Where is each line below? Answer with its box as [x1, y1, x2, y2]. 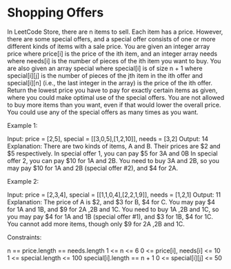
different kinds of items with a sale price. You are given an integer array [7, 42, 210, 50]
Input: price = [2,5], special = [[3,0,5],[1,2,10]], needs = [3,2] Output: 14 [7, 134, 209, 142]
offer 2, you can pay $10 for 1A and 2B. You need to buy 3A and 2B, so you [7, 156, 219, 164]
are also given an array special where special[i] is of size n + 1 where [7, 64, 203, 72]
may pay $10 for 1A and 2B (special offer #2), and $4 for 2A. [7, 164, 178, 172]
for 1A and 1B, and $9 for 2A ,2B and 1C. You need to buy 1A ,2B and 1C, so [7, 205, 219, 213]
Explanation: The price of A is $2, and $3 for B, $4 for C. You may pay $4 [7, 197, 216, 206]
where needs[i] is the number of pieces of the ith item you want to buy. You [7, 56, 221, 65]
